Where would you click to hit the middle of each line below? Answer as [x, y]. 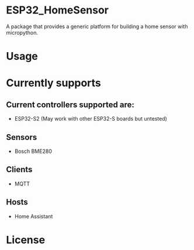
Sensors [22, 137]
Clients [19, 169]
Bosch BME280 [33, 151]
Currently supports [53, 83]
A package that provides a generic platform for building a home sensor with [97, 26]
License [26, 240]
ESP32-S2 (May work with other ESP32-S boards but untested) [91, 119]
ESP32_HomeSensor [58, 10]
